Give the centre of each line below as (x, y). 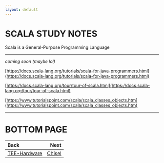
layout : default (21, 10)
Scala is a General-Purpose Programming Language (57, 47)
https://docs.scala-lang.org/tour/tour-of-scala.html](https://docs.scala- (78, 85)
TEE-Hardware (25, 153)
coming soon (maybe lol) (30, 61)
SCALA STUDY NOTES (51, 33)
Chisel (54, 153)
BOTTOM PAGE (36, 129)
